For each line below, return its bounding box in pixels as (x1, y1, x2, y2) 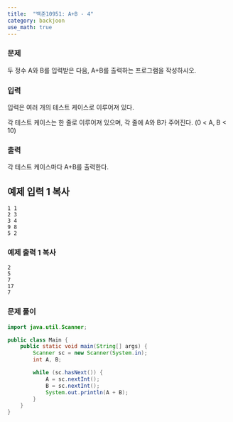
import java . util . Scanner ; (7, 323, 87, 331)
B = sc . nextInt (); (45, 382, 100, 389)
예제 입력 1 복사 (7, 186, 70, 198)
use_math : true (7, 23, 53, 31)
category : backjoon (7, 17, 65, 24)
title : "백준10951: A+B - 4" (7, 10, 94, 18)
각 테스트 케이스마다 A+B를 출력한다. (7, 163, 109, 172)
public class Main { (7, 336, 69, 344)
